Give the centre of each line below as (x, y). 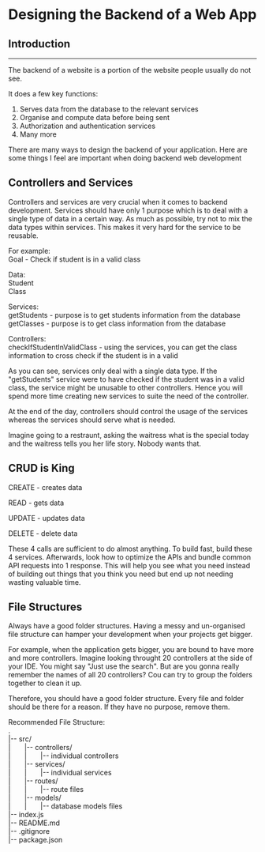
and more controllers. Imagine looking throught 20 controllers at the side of (130, 658)
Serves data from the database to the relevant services (109, 109)
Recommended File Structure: (56, 722)
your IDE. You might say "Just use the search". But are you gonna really (124, 666)
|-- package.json (35, 840)
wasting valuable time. (45, 582)
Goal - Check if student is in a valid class (75, 259)
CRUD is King (41, 468)
